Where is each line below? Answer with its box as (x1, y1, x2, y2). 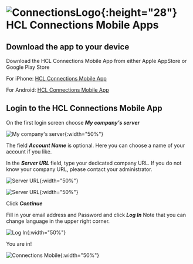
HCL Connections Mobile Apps (6, 18, 160, 32)
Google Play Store (6, 64, 50, 71)
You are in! (6, 240, 32, 247)
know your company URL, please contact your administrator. (6, 165, 153, 173)
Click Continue (6, 200, 43, 207)
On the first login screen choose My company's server (6, 119, 140, 126)
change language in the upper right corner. (6, 218, 110, 225)
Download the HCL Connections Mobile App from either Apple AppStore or (6, 58, 187, 64)
